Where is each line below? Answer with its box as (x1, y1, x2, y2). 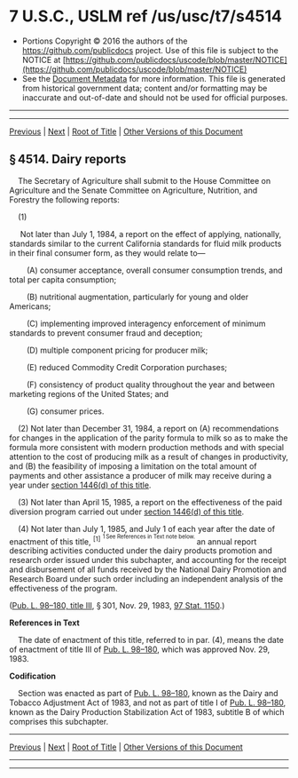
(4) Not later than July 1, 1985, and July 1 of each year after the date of (17, 523, 276, 534)
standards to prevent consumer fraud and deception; (9, 327, 203, 338)
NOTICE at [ (21, 54, 67, 65)
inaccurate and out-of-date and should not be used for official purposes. (21, 91, 288, 103)
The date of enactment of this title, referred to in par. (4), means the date (17, 635, 284, 646)
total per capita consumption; (9, 274, 117, 285)
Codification (9, 671, 56, 681)
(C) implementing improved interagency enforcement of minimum (26, 318, 266, 329)
